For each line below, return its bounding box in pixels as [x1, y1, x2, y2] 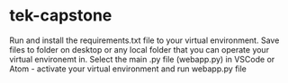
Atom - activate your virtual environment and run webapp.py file [9, 63, 247, 74]
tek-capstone [9, 5, 112, 26]
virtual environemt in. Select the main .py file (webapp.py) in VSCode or [9, 54, 275, 64]
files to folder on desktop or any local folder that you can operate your [9, 44, 270, 54]
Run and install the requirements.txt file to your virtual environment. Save [9, 35, 280, 46]
